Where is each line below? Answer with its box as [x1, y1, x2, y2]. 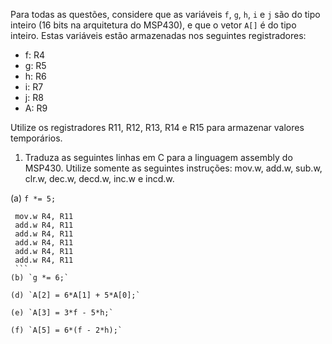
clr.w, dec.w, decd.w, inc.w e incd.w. [24, 173, 175, 184]
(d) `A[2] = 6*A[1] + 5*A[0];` [10, 290, 141, 300]
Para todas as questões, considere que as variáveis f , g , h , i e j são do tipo [10, 9, 321, 20]
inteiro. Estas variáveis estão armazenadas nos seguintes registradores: [10, 30, 307, 41]
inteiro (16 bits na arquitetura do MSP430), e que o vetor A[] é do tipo [10, 19, 297, 31]
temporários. [10, 132, 63, 144]
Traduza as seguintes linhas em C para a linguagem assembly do [24, 152, 293, 163]
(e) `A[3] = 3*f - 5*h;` [10, 308, 114, 318]
